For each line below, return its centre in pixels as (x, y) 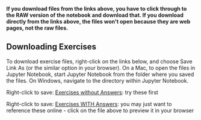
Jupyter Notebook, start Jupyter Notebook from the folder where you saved (100, 74)
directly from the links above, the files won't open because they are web (98, 21)
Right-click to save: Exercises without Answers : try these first (82, 92)
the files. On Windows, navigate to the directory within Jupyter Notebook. (97, 80)
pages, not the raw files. (37, 28)
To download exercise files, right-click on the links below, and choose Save (99, 61)
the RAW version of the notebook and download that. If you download (95, 15)
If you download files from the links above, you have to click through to (97, 9)
